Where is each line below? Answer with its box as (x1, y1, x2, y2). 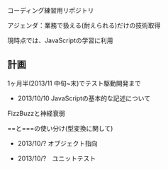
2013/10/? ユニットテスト (17, 154, 96, 163)
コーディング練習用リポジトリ (7, 6, 94, 14)
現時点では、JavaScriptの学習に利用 (7, 36, 113, 45)
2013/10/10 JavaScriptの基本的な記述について (17, 94, 151, 103)
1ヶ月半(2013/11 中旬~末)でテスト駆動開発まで (7, 78, 142, 87)
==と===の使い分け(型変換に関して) (7, 124, 113, 132)
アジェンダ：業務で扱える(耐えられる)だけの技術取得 (7, 21, 161, 30)
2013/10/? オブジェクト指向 (17, 139, 98, 147)
